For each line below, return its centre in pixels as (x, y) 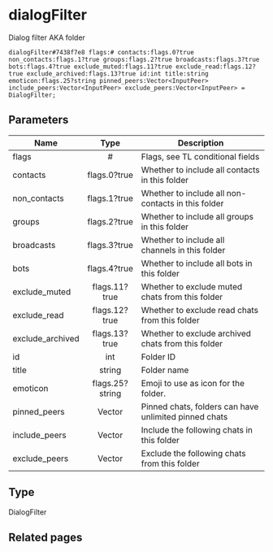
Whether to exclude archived (196, 333)
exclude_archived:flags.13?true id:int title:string (117, 74)
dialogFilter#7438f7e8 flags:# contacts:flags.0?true (102, 52)
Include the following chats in (197, 430)
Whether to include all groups (197, 216)
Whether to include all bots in (197, 263)
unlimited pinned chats (184, 416)
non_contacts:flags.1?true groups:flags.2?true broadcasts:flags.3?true (134, 59)
